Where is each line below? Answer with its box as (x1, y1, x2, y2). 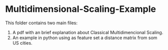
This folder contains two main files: (5, 20, 78, 26)
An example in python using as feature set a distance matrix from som (12, 35, 157, 41)
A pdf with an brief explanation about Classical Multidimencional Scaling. (12, 29, 163, 35)
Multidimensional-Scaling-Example (5, 3, 156, 15)
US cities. (12, 40, 33, 46)
